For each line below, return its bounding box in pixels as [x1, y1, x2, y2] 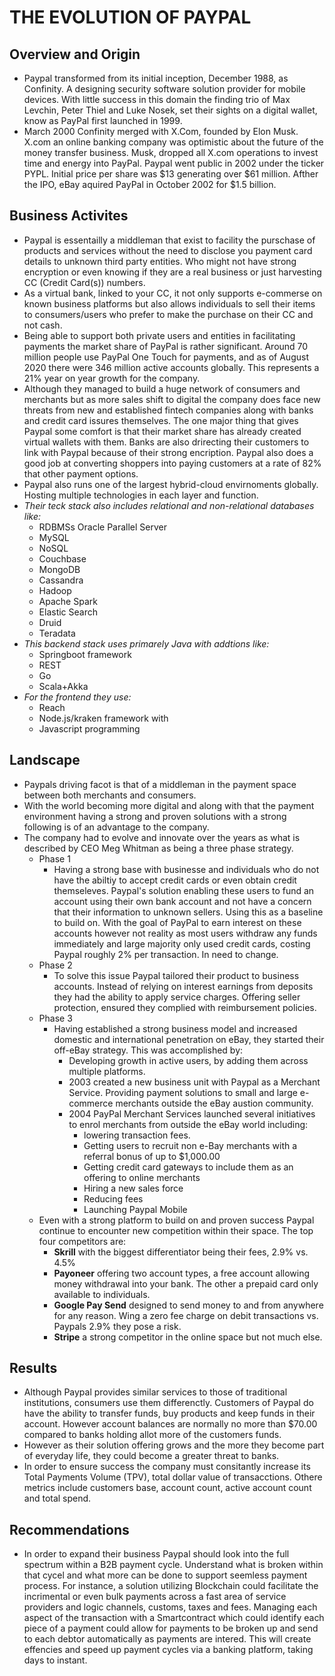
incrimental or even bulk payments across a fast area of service [23, 1591, 287, 1603]
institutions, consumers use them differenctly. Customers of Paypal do [23, 1397, 314, 1409]
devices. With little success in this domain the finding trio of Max [23, 94, 291, 105]
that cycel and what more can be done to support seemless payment [23, 1569, 308, 1581]
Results [9, 1360, 58, 1377]
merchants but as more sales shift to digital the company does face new [23, 393, 321, 405]
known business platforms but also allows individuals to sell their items [23, 297, 316, 310]
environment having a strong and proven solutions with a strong [23, 810, 287, 822]
